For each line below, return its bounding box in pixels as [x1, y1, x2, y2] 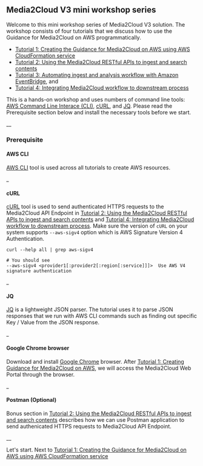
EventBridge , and [15, 77, 59, 85]
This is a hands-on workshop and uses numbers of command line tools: [6, 96, 185, 103]
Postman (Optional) [6, 396, 57, 404]
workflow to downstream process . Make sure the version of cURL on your [6, 222, 188, 229]
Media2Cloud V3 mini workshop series [6, 5, 156, 15]
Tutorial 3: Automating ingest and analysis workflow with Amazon [15, 71, 179, 78]
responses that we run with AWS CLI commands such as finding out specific [6, 312, 197, 320]
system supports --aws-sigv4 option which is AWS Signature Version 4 [6, 229, 183, 236]
